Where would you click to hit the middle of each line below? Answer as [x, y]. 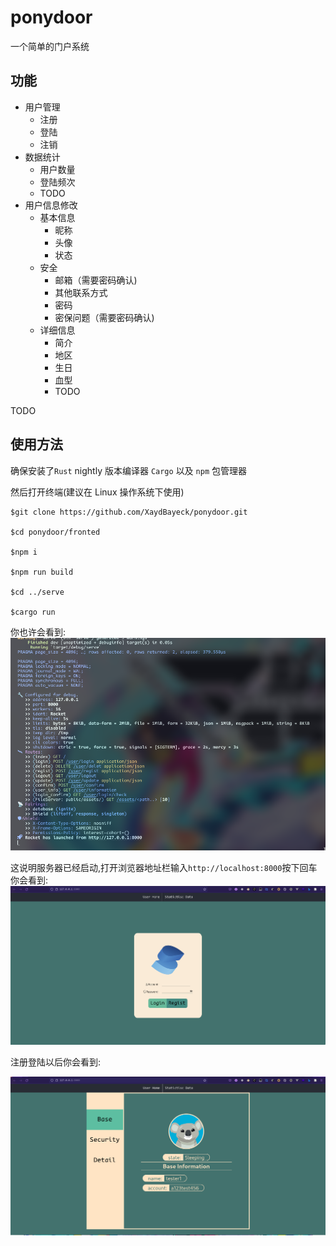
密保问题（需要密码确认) [104, 317]
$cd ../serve [37, 592]
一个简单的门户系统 [50, 46]
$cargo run [33, 612]
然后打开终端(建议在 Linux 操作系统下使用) [97, 492]
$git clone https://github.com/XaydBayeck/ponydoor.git [129, 512]
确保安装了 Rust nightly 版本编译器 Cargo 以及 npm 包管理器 [128, 470]
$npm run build [42, 572]
